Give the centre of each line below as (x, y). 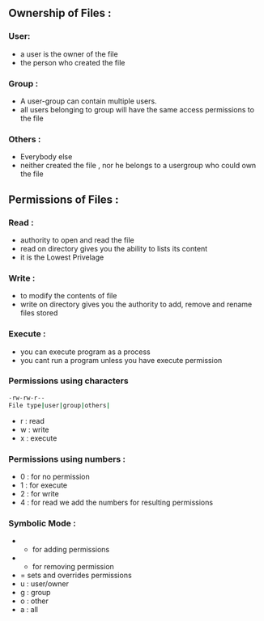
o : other (34, 601)
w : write (35, 429)
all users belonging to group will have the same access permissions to (137, 109)
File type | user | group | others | (60, 405)
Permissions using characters (68, 381)
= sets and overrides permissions (76, 575)
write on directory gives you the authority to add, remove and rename (136, 304)
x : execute (38, 438)
